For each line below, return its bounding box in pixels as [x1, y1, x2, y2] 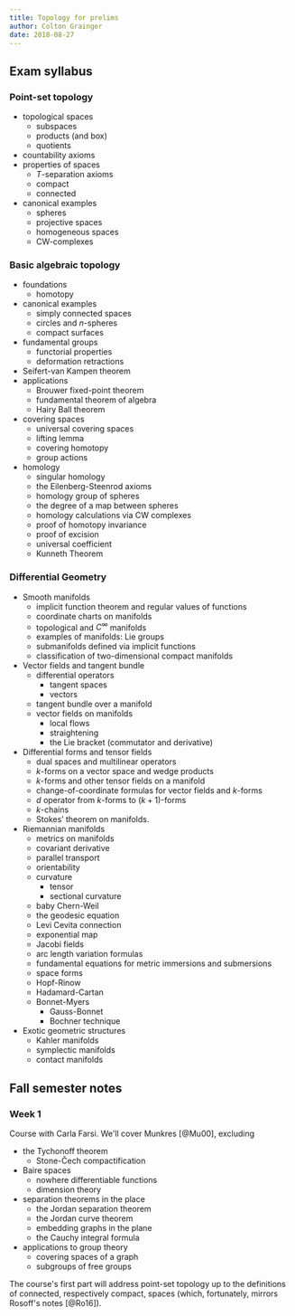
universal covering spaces [35, 423, 134, 434]
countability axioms [22, 150, 96, 161]
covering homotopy [35, 442, 109, 453]
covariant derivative [35, 843, 110, 854]
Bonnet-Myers [35, 997, 90, 1008]
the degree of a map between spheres [35, 500, 179, 511]
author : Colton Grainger [9, 22, 103, 31]
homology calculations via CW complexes [35, 510, 192, 521]
